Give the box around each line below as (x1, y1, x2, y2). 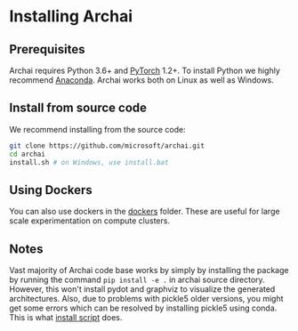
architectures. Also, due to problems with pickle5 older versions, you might (9, 294, 284, 304)
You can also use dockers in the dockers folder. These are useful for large (9, 206, 280, 217)
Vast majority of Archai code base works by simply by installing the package (9, 265, 289, 276)
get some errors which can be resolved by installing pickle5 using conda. (9, 303, 278, 313)
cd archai (9, 149, 46, 158)
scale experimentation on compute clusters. (9, 215, 171, 226)
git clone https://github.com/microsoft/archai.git (9, 141, 205, 150)
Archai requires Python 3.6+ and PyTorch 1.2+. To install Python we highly (9, 65, 280, 76)
